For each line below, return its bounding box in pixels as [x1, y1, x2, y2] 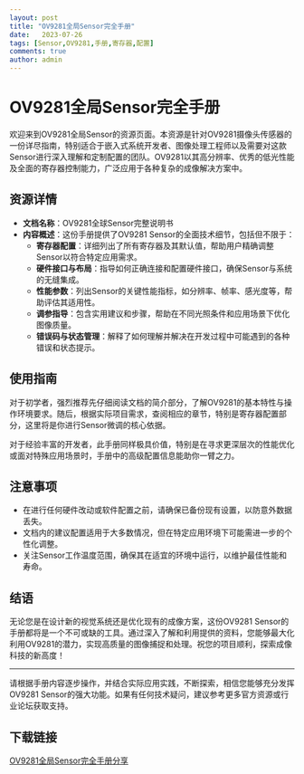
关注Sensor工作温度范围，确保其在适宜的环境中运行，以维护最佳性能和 [22, 549, 288, 561]
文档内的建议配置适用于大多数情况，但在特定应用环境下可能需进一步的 [22, 527, 285, 539]
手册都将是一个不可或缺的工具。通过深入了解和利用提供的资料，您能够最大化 [9, 627, 295, 638]
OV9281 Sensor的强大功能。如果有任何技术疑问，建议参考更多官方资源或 [9, 689, 281, 700]
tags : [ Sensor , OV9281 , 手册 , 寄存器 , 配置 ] [9, 38, 155, 48]
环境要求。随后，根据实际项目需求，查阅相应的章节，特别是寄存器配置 [16, 408, 279, 419]
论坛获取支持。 [16, 701, 73, 712]
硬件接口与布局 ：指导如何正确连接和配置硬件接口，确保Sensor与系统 [35, 263, 293, 273]
